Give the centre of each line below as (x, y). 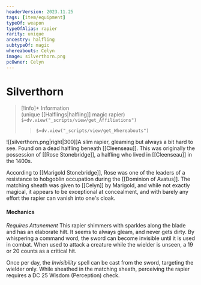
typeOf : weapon (25, 23)
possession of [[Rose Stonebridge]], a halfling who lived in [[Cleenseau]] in (99, 155)
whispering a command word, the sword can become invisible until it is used (101, 238)
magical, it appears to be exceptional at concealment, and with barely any (97, 192)
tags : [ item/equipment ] (36, 17)
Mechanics (20, 212)
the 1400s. (19, 161)
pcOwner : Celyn (25, 62)
